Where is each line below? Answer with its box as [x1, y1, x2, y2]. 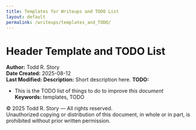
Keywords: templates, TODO [14, 94, 85, 101]
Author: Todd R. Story [6, 64, 60, 71]
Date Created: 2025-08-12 [6, 70, 71, 77]
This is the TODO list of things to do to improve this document [14, 87, 164, 94]
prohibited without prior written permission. [6, 117, 111, 124]
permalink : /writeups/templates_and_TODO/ [6, 19, 111, 25]
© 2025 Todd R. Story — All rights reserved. [6, 105, 113, 112]
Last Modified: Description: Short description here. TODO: [6, 76, 149, 83]
